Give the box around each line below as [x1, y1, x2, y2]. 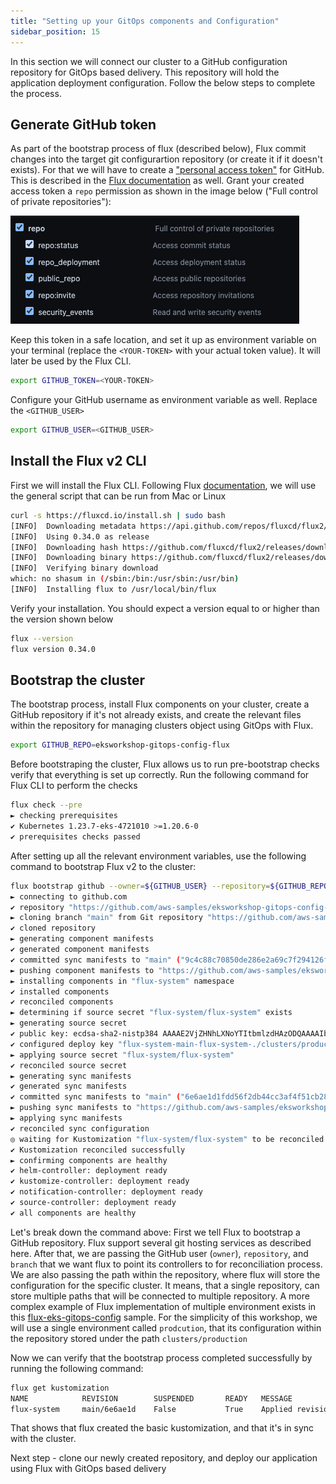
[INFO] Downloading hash [10, 542, 118, 552]
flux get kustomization [10, 1383, 110, 1393]
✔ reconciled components [10, 997, 114, 1007]
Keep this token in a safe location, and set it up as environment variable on [10, 334, 317, 346]
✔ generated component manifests [10, 945, 150, 955]
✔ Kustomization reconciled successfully [10, 1145, 186, 1155]
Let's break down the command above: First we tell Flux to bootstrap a [10, 1226, 301, 1238]
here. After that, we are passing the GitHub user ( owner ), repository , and [10, 1247, 309, 1259]
